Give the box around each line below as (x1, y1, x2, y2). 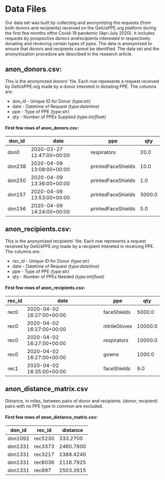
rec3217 (34, 451, 55, 457)
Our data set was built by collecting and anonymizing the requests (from (5, 20, 151, 26)
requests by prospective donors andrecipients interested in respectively (5, 35, 151, 41)
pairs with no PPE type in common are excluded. (5, 403, 103, 409)
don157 (7, 191, 26, 198)
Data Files (5, 3, 47, 15)
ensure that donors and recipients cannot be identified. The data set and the (5, 46, 160, 52)
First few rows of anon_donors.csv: (5, 125, 79, 131)
